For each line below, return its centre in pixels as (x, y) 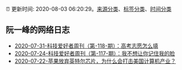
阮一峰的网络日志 (38, 30)
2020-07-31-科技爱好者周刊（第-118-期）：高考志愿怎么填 (86, 46)
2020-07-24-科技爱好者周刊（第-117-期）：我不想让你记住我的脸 (95, 53)
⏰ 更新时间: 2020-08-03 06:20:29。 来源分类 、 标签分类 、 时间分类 (89, 9)
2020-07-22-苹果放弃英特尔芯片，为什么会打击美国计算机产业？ (95, 61)
